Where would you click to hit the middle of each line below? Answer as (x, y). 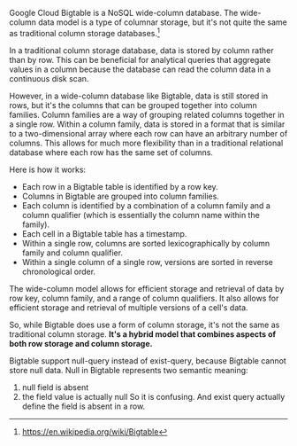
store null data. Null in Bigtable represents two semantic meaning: (129, 370)
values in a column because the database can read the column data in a (140, 69)
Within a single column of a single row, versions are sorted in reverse (148, 262)
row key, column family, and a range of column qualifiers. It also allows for (144, 298)
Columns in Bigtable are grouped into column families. (120, 196)
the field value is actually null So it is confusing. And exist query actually (153, 396)
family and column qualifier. (72, 253)
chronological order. (58, 271)
